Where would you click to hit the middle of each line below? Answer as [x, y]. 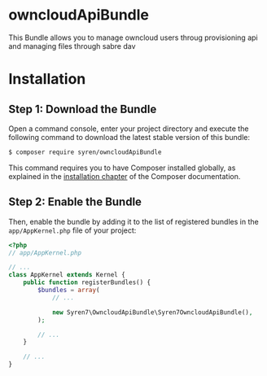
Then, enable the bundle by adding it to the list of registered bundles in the [133, 221]
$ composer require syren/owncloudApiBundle [85, 152]
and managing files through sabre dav [72, 46]
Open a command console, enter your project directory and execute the [129, 129]
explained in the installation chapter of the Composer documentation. [125, 176]
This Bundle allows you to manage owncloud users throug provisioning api [133, 37]
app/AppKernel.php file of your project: [72, 230]
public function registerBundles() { [87, 282]
